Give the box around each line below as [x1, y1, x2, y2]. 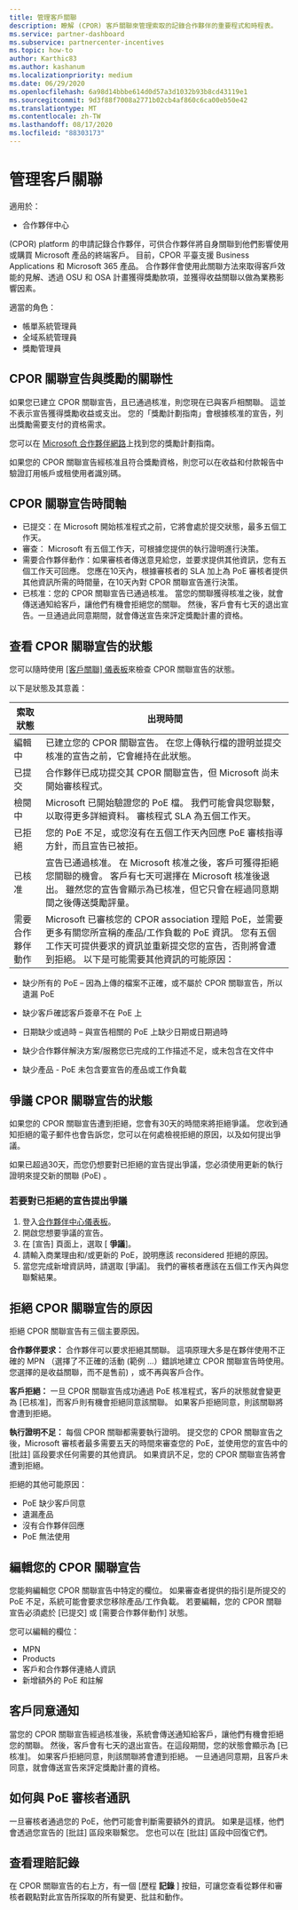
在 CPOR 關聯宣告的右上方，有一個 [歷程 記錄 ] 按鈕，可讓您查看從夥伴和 [9, 1881, 275, 1891]
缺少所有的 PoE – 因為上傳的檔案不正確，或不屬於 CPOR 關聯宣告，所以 [21, 978, 284, 989]
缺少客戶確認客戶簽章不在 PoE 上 [21, 1007, 143, 1018]
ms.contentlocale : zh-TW [9, 112, 101, 121]
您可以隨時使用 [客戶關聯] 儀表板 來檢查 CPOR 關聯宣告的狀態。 [9, 664, 239, 675]
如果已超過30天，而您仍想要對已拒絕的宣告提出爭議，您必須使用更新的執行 [9, 1159, 284, 1170]
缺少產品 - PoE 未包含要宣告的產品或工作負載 [21, 1064, 187, 1075]
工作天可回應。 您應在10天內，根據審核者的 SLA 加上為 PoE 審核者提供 [29, 566, 288, 577]
